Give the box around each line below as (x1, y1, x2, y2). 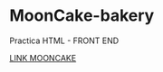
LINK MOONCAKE (9, 52, 77, 63)
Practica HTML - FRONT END (9, 35, 120, 46)
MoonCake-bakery (9, 5, 155, 26)
